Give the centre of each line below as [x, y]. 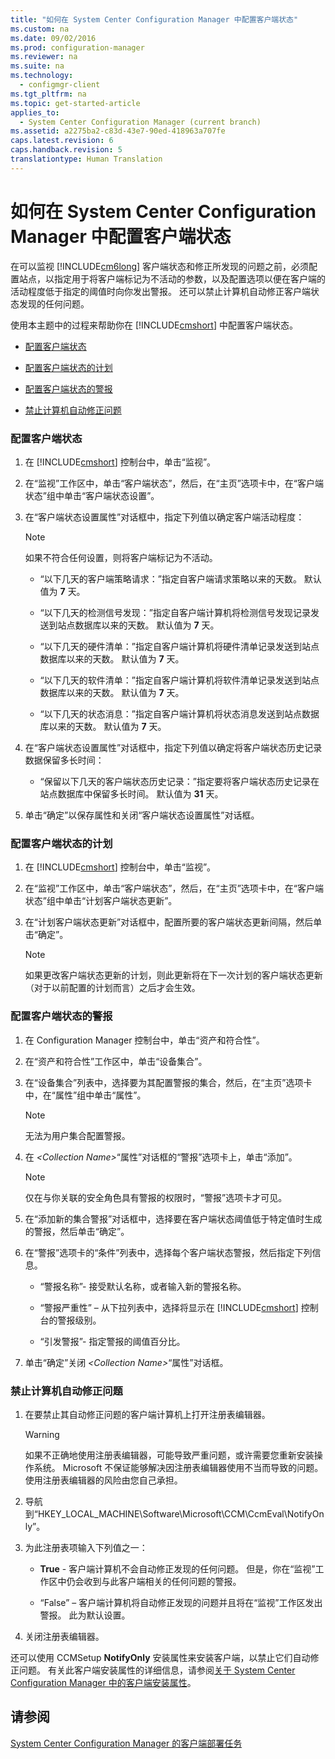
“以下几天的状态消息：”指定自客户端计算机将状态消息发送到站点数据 [179, 713]
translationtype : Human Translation [86, 159]
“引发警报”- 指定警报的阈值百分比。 [112, 1341]
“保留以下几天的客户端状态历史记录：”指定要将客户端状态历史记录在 [179, 781]
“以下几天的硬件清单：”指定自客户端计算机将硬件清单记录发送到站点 [179, 646]
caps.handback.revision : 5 [66, 150]
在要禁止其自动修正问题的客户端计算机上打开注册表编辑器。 [147, 1414]
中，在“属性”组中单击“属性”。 [85, 1095]
